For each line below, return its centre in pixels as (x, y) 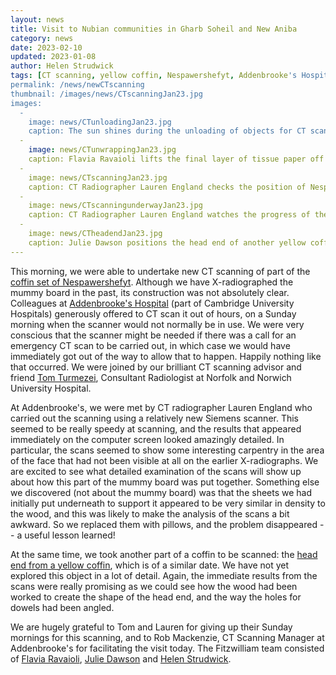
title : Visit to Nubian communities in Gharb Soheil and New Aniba (154, 29)
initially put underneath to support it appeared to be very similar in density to (168, 503)
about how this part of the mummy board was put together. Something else (165, 482)
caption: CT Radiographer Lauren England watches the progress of (169, 215)
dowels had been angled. (62, 607)
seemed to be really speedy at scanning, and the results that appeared (156, 428)
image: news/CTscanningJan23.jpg (98, 177)
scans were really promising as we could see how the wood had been (154, 586)
